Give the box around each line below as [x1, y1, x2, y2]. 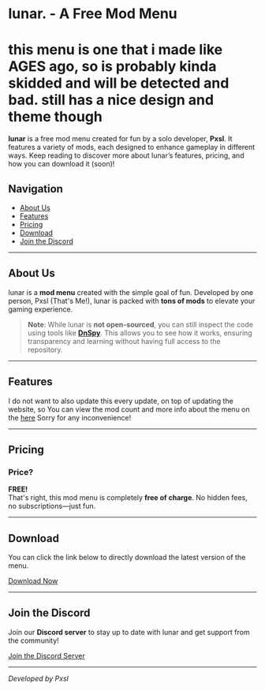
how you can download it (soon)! [8, 159, 115, 169]
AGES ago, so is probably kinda [8, 58, 217, 76]
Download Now [8, 577, 58, 586]
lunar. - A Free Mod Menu [8, 5, 177, 23]
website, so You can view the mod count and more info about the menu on [8, 404, 250, 414]
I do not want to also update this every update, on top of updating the [8, 396, 234, 405]
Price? [8, 466, 34, 477]
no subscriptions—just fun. [8, 502, 96, 511]
